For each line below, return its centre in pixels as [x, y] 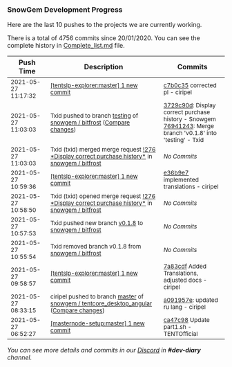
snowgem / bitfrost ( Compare [90, 123]
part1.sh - [177, 327]
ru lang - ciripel [184, 307]
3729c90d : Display [190, 106]
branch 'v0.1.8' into [190, 133]
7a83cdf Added [185, 267]
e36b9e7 [176, 173]
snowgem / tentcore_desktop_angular [101, 304]
